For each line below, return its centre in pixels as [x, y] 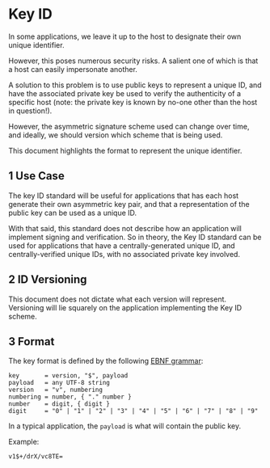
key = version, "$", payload [68, 376]
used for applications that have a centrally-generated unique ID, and [122, 245]
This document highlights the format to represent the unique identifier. [125, 150]
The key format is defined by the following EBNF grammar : [106, 361]
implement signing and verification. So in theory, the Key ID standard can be [135, 237]
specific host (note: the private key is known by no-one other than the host [133, 102]
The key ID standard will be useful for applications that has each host [124, 196]
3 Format [32, 342]
